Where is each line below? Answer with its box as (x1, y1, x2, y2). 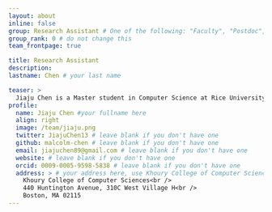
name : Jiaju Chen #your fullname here (15, 108, 147, 117)
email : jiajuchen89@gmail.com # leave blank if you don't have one (15, 146, 249, 155)
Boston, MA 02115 (23, 192, 82, 200)
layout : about (8, 11, 57, 20)
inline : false (8, 19, 57, 28)
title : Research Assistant (8, 57, 100, 65)
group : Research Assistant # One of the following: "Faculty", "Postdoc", (8, 27, 266, 35)
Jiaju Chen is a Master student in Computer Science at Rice (15, 94, 227, 102)
